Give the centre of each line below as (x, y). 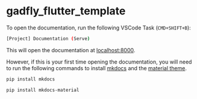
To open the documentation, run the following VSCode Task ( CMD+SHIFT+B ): (98, 28)
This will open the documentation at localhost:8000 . (71, 50)
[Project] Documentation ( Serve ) (48, 38)
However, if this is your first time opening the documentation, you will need (99, 62)
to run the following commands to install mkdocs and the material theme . (96, 68)
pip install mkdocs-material (43, 90)
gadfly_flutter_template (66, 11)
